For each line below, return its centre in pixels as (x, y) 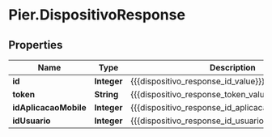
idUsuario (32, 121)
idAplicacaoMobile (49, 107)
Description (233, 68)
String (106, 94)
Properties (36, 45)
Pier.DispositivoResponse (97, 15)
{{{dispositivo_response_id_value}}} (198, 81)
